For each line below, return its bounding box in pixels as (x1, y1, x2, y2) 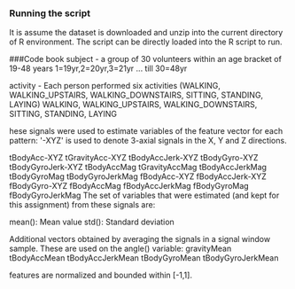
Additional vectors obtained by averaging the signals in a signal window (9, 234, 271, 245)
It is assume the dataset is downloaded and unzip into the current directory (9, 27, 283, 38)
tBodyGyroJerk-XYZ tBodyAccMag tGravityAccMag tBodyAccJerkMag (9, 162, 268, 173)
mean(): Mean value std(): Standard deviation (9, 216, 175, 228)
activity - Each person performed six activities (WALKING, (9, 81, 221, 91)
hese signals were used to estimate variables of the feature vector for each (9, 126, 283, 137)
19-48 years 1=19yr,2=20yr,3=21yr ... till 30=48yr (9, 63, 188, 74)
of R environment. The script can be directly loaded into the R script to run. (9, 36, 283, 47)
